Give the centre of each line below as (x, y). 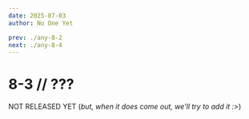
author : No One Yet (41, 23)
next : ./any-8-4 (35, 45)
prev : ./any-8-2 (35, 38)
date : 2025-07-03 (37, 16)
